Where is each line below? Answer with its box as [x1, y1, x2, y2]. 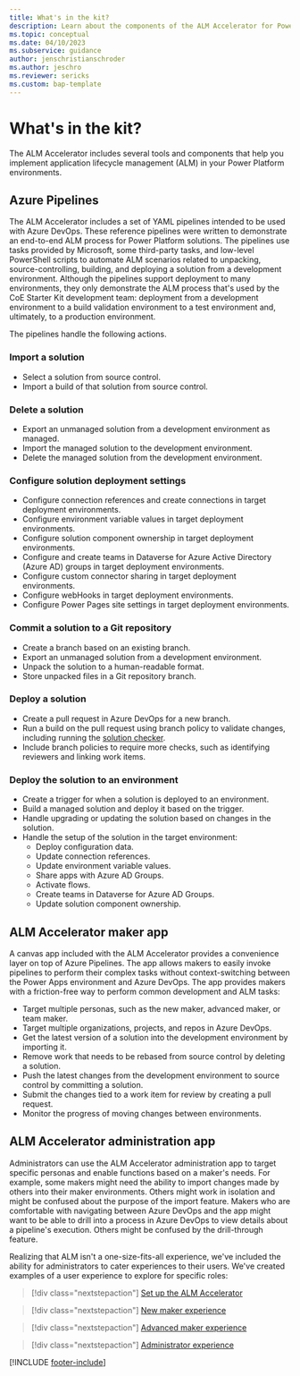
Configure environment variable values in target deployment [21, 514, 244, 524]
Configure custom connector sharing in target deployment [21, 571, 237, 582]
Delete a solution [9, 403, 85, 416]
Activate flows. [35, 879, 91, 890]
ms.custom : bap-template [9, 80, 102, 89]
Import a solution [9, 351, 85, 363]
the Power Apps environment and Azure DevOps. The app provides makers [9, 976, 286, 987]
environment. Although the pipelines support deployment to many [9, 274, 252, 285]
